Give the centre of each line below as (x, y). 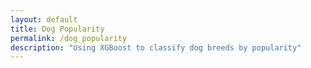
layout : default (44, 19)
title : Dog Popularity (57, 29)
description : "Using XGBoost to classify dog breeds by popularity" (156, 47)
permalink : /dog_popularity (69, 38)
